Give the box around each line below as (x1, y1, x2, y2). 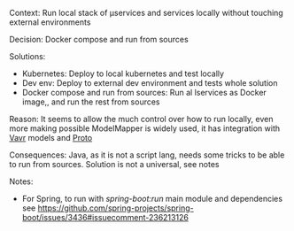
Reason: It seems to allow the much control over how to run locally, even (9, 114, 274, 124)
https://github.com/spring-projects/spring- (37, 203, 194, 213)
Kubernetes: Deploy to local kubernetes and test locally (21, 68, 224, 79)
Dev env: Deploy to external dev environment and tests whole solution (21, 78, 278, 88)
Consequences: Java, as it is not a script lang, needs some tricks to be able (9, 150, 285, 160)
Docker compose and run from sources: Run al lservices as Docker (21, 88, 267, 97)
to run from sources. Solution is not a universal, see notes (9, 159, 220, 169)
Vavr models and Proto (9, 133, 93, 142)
